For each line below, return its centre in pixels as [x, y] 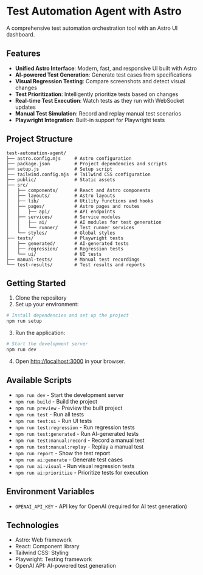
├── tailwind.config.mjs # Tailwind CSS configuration [78, 174]
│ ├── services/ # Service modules [64, 217]
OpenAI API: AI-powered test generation [66, 566]
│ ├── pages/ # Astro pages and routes [73, 206]
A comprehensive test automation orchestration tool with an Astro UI [92, 28]
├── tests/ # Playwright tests [65, 238]
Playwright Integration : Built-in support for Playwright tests [90, 120]
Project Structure [40, 139]
